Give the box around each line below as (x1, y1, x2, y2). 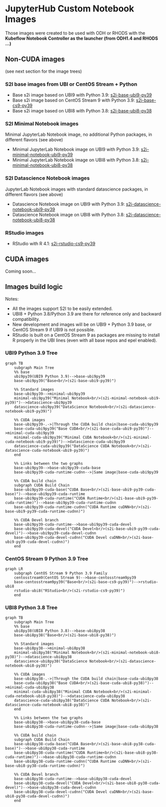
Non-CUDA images (5, 55, 65, 64)
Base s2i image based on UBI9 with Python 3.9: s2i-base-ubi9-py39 (12, 92, 152, 98)
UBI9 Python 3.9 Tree (5, 349, 58, 356)
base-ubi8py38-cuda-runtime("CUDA (14, 750, 85, 755)
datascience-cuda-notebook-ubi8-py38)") (5, 703, 90, 707)
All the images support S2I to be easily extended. (12, 305, 113, 311)
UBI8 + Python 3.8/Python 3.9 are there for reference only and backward (12, 310, 162, 316)
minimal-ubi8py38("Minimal (14, 650, 70, 655)
